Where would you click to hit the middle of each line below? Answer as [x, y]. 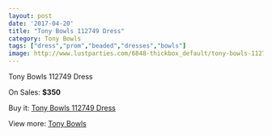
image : [19, 53]
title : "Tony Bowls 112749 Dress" [67, 31]
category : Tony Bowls [45, 38]
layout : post [30, 16]
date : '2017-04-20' [41, 23]
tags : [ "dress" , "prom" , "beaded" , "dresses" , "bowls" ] [97, 46]
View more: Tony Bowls [47, 123]
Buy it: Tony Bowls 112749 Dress [62, 108]
